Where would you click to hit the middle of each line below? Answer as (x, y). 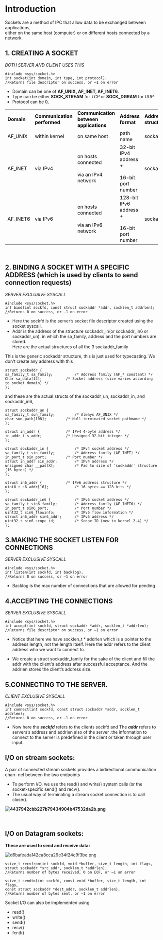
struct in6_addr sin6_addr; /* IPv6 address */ (59, 516)
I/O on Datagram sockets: (44, 834)
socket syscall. (27, 326)
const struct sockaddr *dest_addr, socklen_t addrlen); (63, 889)
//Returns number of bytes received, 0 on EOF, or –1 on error (70, 872)
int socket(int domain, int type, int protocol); (56, 78)
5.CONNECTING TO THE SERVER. (57, 684)
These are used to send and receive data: (48, 845)
